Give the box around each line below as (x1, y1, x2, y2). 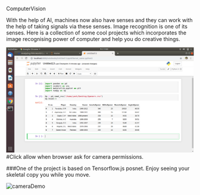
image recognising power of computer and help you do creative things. (6, 36, 180, 42)
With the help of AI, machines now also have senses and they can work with (6, 17, 193, 23)
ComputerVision (6, 5, 46, 12)
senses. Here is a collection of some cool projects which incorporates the (6, 29, 186, 36)
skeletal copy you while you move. (6, 171, 91, 178)
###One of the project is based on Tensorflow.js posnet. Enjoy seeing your (6, 165, 190, 172)
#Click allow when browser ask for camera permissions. (6, 153, 144, 160)
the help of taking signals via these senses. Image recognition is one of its (6, 23, 187, 30)
